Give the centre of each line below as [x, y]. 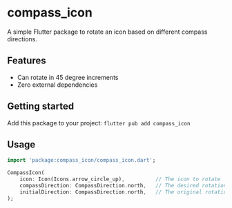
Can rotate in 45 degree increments [68, 77]
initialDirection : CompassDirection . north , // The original [111, 192]
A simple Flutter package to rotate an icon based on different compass [107, 32]
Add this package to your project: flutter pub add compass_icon [99, 123]
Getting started [41, 106]
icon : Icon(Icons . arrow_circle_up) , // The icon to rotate [120, 179]
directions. [22, 39]
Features [27, 61]
